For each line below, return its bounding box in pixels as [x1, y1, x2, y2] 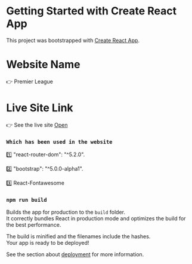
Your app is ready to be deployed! [6, 239, 89, 247]
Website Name [6, 58, 80, 71]
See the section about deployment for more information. [6, 251, 144, 258]
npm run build [6, 196, 47, 204]
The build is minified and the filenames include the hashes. [6, 233, 151, 240]
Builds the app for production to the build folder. [6, 208, 126, 216]
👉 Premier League [6, 78, 54, 85]
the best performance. [6, 221, 61, 229]
